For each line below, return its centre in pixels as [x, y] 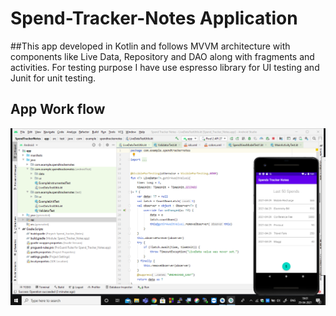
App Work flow [58, 109]
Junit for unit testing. [53, 78]
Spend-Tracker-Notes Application [154, 18]
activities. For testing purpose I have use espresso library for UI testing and [165, 67]
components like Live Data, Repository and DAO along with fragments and [162, 56]
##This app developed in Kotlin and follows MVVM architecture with [150, 46]
